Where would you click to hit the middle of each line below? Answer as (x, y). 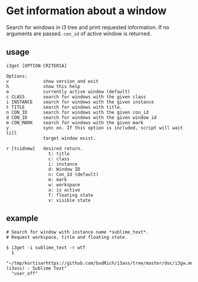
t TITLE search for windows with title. (64, 107)
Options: (17, 76)
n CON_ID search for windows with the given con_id (77, 112)
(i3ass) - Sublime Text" (37, 268)
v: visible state (70, 200)
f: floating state (71, 195)
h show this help (43, 86)
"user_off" (25, 273)
